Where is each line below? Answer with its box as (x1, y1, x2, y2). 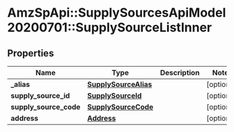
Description (159, 68, 200, 77)
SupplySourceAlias (86, 80, 153, 89)
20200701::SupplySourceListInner (7, 19, 212, 35)
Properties (7, 47, 54, 59)
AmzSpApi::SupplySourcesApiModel (7, 5, 226, 21)
